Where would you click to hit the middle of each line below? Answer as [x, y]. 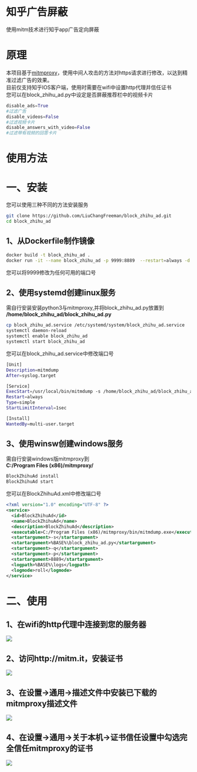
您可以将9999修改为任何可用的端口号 [51, 272]
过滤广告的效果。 [32, 80]
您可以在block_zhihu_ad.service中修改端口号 [60, 353]
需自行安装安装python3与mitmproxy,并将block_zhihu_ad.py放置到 [85, 308]
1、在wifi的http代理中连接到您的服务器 [76, 624]
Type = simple [21, 402]
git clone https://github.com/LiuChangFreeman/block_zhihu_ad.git [89, 216]
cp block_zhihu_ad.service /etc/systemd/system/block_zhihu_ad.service [95, 325]
